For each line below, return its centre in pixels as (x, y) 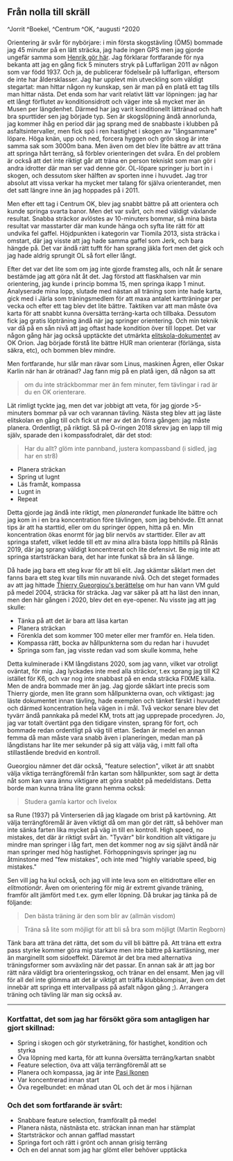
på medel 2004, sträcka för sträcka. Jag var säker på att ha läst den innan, (114, 592)
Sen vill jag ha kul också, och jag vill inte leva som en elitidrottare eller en (111, 880)
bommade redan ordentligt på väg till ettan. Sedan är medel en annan (106, 730)
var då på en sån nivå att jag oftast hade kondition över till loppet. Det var (112, 328)
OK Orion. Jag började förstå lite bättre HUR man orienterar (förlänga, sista (114, 343)
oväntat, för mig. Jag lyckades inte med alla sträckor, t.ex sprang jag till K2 (113, 671)
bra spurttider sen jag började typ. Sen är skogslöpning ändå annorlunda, (112, 116)
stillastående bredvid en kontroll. (54, 752)
